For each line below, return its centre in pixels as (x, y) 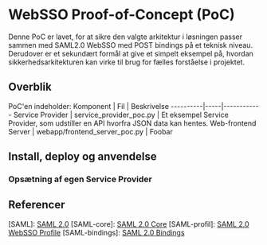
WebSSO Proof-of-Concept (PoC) (122, 15)
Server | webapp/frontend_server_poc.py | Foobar (90, 131)
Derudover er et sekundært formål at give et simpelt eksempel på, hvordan (131, 53)
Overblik (30, 87)
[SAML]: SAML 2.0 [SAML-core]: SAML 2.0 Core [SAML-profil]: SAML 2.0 (129, 224)
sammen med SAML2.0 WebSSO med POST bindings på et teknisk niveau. (131, 45)
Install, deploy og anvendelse (82, 157)
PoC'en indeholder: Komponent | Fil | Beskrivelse (89, 106)
